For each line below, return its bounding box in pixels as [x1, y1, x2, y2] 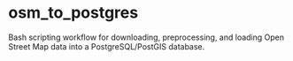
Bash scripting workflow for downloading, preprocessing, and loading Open [8, 32, 285, 42]
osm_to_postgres [8, 3, 139, 23]
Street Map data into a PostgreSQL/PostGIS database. [8, 41, 205, 51]
